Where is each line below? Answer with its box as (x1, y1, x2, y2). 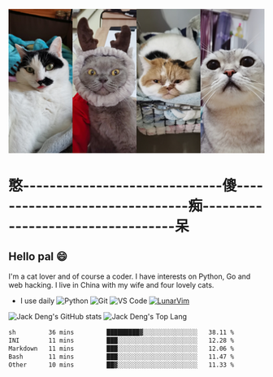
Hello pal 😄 (8, 249, 67, 264)
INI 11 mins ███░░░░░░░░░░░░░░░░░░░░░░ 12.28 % (8, 336, 234, 344)
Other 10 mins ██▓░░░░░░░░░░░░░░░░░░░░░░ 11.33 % (8, 361, 234, 369)
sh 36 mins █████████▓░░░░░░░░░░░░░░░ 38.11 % (8, 328, 234, 336)
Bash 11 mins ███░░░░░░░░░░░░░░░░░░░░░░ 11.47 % (8, 353, 234, 361)
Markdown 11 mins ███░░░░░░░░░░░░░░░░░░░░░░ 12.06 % (8, 344, 234, 353)
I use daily (19, 296, 55, 305)
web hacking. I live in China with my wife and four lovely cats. (8, 279, 214, 289)
